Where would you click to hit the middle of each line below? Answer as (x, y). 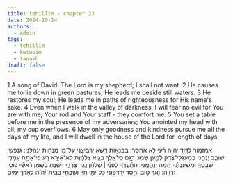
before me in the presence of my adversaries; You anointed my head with (112, 121)
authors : (20, 26)
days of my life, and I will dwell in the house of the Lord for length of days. (113, 137)
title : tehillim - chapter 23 (51, 14)
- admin (25, 33)
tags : (15, 40)
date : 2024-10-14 (32, 20)
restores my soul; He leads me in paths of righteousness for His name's (110, 99)
